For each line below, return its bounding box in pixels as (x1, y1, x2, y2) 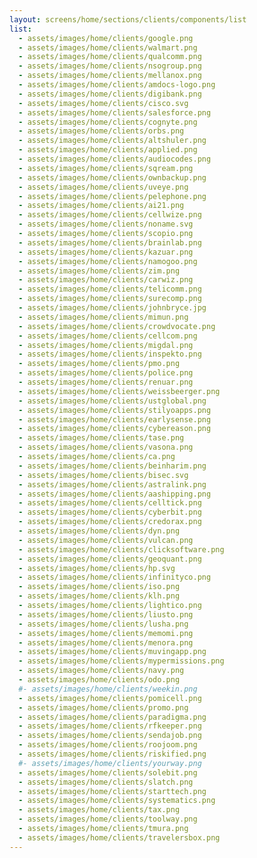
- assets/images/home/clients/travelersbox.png (18, 832, 221, 843)
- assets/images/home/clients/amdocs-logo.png (18, 80, 216, 90)
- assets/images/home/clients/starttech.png (18, 786, 207, 796)
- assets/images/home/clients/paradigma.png (18, 712, 207, 722)
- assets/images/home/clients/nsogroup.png (18, 61, 202, 71)
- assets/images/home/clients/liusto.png (18, 609, 194, 620)
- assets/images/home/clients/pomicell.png (18, 693, 202, 703)
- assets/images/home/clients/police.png (18, 368, 194, 378)
